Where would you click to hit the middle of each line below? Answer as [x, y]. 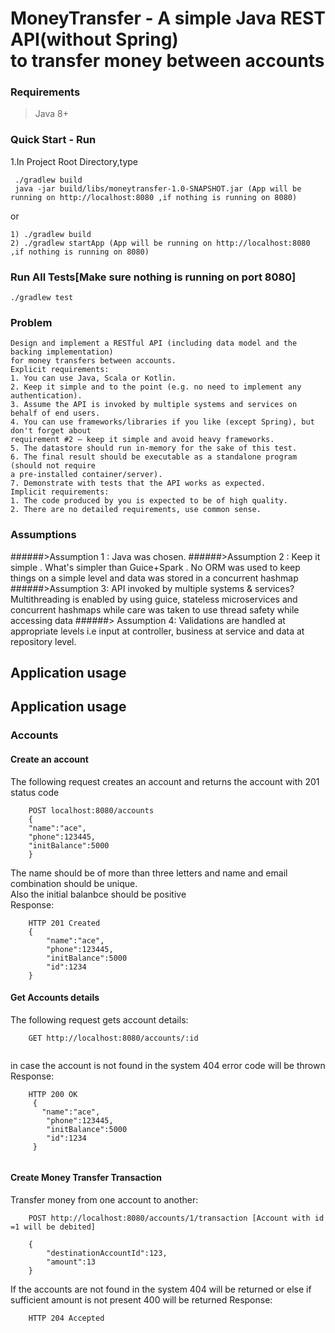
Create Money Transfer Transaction [86, 1178]
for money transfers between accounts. [93, 361]
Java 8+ [51, 114]
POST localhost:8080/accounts [91, 810]
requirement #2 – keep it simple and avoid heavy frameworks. [142, 440]
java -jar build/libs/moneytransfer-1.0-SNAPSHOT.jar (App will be [158, 188]
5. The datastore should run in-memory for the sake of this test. [154, 448]
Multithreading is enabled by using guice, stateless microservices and [154, 599]
